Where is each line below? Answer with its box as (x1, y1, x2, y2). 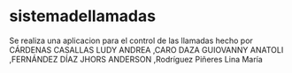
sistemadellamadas (9, 6, 157, 26)
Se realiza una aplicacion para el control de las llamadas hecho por (9, 35, 254, 46)
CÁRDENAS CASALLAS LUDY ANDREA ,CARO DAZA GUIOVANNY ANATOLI (9, 44, 284, 55)
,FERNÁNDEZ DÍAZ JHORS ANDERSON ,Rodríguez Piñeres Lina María (9, 54, 263, 64)
